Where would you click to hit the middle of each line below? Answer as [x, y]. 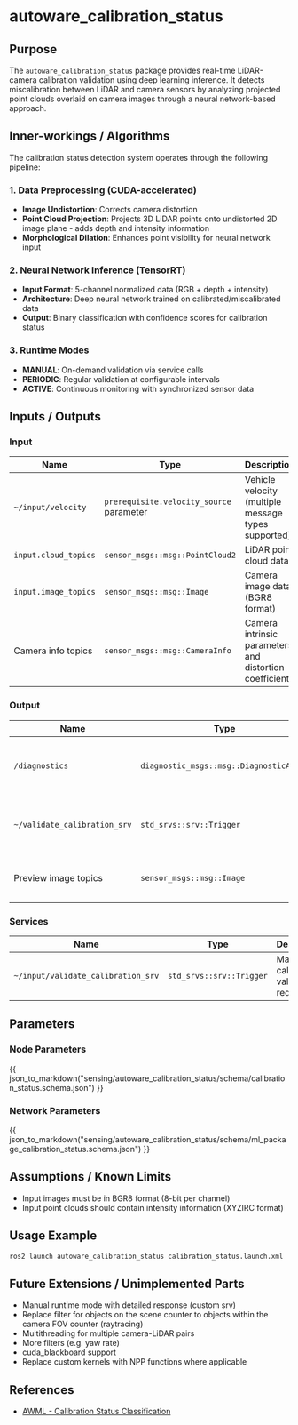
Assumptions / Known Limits [90, 1177]
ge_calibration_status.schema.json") [75, 1149]
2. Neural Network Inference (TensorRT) [98, 270]
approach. [28, 108]
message [264, 513]
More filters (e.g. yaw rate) [71, 1343]
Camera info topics [53, 651]
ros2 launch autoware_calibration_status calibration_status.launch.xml [146, 1256]
